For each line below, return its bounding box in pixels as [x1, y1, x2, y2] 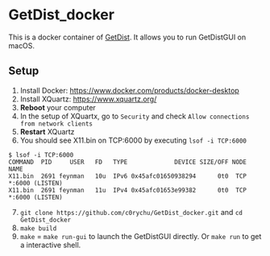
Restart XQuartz [19, 126, 75, 136]
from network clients [19, 119, 93, 128]
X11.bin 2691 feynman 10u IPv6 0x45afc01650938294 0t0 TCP [8, 171, 247, 180]
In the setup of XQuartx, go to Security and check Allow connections [19, 111, 250, 121]
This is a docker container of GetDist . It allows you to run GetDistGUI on [8, 32, 247, 42]
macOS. [8, 40, 35, 50]
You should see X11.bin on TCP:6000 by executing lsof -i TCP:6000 [19, 135, 247, 145]
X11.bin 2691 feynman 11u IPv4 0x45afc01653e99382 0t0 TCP [8, 186, 247, 194]
